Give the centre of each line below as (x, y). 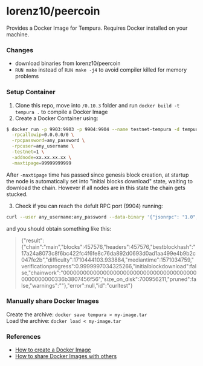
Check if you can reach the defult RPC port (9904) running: (89, 206)
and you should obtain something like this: (59, 228)
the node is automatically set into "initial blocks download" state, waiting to (100, 181)
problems (27, 76)
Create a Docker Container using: (56, 118)
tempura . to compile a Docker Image (61, 112)
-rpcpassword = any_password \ (48, 141)
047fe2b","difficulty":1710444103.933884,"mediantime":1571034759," (108, 260)
